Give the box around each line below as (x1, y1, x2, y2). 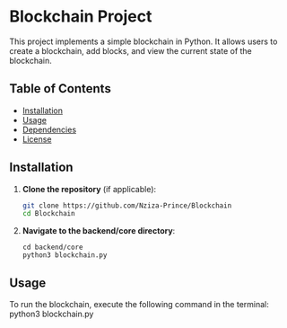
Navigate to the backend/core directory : (22, 226, 176, 236)
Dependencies (22, 124, 77, 135)
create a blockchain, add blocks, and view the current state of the (9, 45, 253, 56)
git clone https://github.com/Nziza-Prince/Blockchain (22, 200, 232, 210)
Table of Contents (9, 81, 112, 96)
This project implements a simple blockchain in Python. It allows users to (9, 36, 278, 47)
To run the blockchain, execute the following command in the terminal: (9, 299, 269, 310)
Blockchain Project (9, 6, 152, 27)
